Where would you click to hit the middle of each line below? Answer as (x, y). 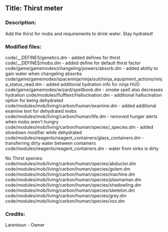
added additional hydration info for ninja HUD (93, 84)
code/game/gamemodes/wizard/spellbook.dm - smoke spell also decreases (84, 90)
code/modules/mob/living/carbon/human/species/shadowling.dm (73, 185)
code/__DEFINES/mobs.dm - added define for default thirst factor (73, 63)
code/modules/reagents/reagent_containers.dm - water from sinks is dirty (82, 148)
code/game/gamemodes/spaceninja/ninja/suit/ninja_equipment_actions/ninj (84, 79)
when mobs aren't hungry (32, 122)
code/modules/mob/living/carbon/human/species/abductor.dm (71, 164)
